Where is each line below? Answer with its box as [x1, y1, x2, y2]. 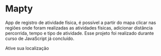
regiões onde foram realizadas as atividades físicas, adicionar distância [5, 24, 153, 30]
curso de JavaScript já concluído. [5, 35, 75, 41]
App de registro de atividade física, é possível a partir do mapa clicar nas [5, 19, 156, 25]
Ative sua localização [5, 45, 49, 51]
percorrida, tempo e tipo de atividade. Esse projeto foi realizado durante [5, 30, 154, 36]
